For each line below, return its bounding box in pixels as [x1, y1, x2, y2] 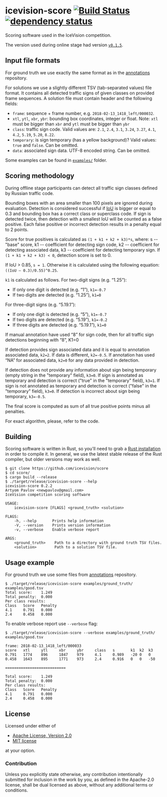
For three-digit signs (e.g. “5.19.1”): [5, 301, 76, 307]
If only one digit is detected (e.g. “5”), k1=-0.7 [12, 311, 107, 317]
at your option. [5, 747, 35, 753]
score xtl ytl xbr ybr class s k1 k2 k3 [5, 648, 153, 653]
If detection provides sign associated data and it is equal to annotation [5, 346, 150, 352]
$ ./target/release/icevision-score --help [5, 479, 97, 484]
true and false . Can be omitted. [12, 142, 78, 148]
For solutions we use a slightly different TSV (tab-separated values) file [5, 84, 152, 90]
